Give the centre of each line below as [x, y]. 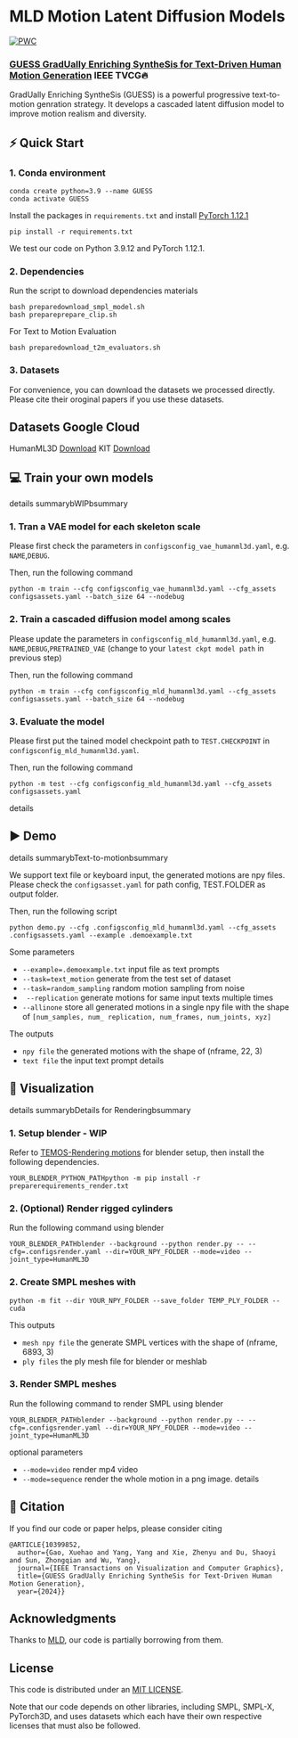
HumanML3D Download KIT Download [80, 448]
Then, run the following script [63, 911]
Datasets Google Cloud [75, 426]
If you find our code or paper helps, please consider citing [116, 1528]
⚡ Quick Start [47, 143]
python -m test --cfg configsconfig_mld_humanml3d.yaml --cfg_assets [141, 784]
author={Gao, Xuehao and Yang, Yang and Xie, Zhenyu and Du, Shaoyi [147, 1553]
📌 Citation [37, 1507]
